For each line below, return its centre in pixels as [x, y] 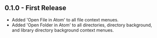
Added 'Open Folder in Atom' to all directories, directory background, [82, 25]
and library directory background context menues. [63, 30]
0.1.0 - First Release [35, 8]
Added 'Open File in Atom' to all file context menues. [65, 19]
